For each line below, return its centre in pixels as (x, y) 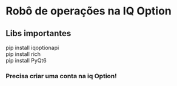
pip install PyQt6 (26, 60)
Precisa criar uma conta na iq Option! (62, 76)
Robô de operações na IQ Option (89, 11)
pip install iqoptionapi (32, 48)
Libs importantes (38, 33)
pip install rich (23, 54)
